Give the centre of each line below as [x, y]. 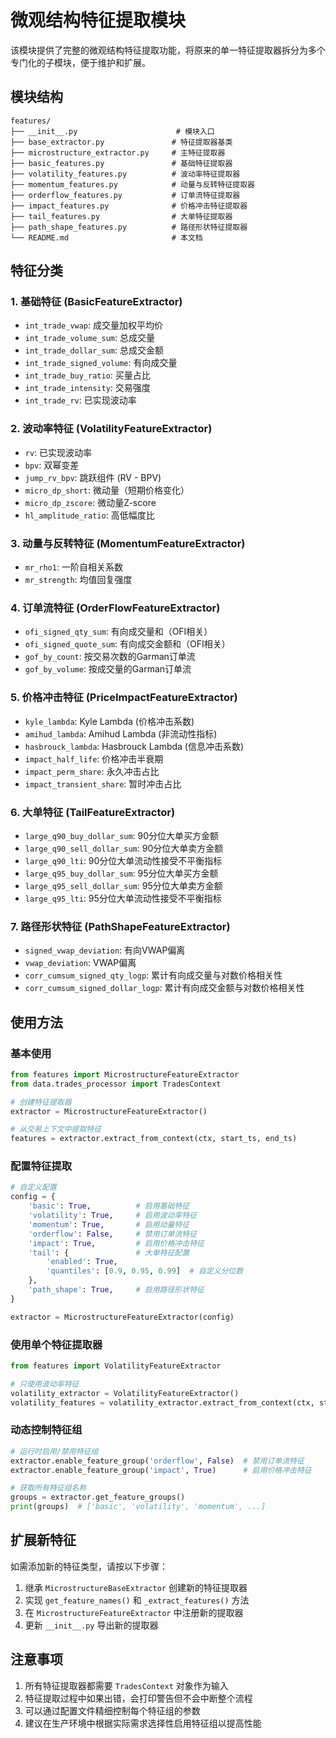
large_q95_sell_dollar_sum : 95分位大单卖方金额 [123, 885]
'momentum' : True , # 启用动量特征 [109, 1224]
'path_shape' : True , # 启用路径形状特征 [116, 1290]
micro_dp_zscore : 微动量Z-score [90, 502]
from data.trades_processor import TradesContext [116, 1084]
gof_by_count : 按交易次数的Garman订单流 [110, 657]
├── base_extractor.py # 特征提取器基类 [121, 142]
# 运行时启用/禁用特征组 [54, 1451]
